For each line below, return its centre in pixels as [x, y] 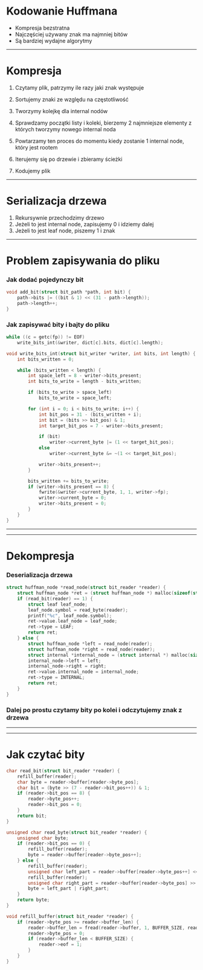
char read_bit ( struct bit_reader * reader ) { [63, 771]
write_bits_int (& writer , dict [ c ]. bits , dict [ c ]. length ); [90, 342]
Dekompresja [40, 556]
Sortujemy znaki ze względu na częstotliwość [72, 99]
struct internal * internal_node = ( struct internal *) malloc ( [109, 655]
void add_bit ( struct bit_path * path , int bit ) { [69, 292]
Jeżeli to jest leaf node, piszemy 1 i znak [65, 231]
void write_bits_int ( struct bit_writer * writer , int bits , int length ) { [101, 353]
